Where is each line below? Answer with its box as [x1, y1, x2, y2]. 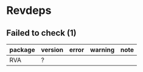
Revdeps [6, 4, 52, 18]
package [9, 46, 35, 54]
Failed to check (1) [6, 28, 77, 38]
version [41, 46, 64, 54]
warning [90, 46, 115, 54]
